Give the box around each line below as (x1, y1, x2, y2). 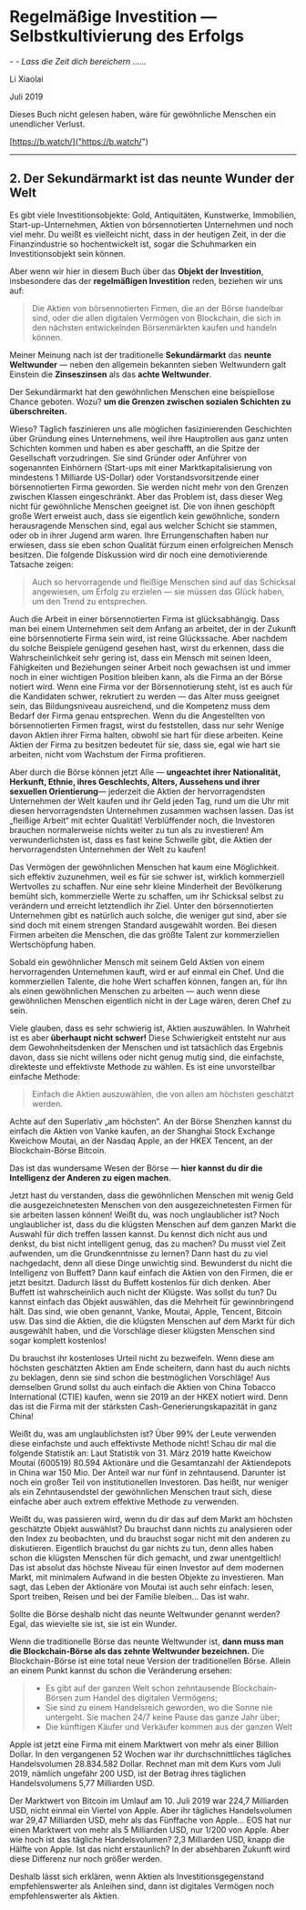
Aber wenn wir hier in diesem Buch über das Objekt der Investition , (9, 266, 264, 277)
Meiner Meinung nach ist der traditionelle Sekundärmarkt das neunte (9, 349, 271, 361)
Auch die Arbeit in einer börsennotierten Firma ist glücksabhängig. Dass (9, 613, 280, 625)
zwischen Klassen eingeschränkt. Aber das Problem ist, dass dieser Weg (9, 491, 283, 502)
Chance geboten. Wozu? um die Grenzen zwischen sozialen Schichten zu (9, 396, 291, 407)
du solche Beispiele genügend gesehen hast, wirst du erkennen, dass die (9, 642, 285, 653)
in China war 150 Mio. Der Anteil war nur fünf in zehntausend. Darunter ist (9, 1467, 287, 1478)
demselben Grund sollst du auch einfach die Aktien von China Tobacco (9, 1381, 276, 1392)
